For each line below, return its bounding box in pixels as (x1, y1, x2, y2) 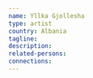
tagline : (8, 34, 38, 43)
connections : (8, 58, 53, 66)
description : (8, 42, 53, 50)
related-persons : (8, 50, 67, 58)
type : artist (8, 19, 53, 28)
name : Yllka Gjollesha (8, 11, 85, 20)
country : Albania (8, 27, 67, 35)
